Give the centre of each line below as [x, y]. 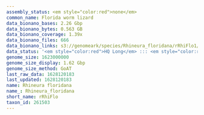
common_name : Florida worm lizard [50, 18]
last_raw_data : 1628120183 [40, 74]
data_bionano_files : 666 [38, 40]
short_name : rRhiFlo [32, 97]
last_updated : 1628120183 [39, 80]
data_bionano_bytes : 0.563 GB [45, 29]
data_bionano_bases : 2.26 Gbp [45, 23]
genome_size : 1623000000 [38, 57]
